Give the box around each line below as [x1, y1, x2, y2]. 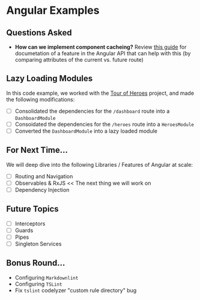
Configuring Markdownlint [14, 274, 79, 281]
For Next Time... [6, 145, 68, 155]
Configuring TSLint [14, 280, 62, 287]
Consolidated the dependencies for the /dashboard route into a [14, 107, 170, 115]
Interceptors [14, 220, 46, 227]
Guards [14, 226, 34, 234]
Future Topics [6, 204, 59, 214]
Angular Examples [6, 4, 100, 17]
